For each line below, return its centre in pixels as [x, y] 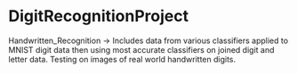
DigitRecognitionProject [98, 16]
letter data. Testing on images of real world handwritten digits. [122, 59]
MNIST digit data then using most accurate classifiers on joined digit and [141, 49]
